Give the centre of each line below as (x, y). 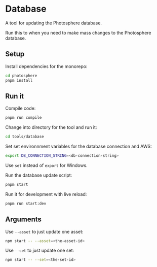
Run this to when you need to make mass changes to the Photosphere (78, 32)
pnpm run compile (24, 118)
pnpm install (19, 80)
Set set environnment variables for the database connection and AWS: (78, 146)
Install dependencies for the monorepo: (46, 66)
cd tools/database (25, 137)
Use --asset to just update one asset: (44, 231)
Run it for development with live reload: (46, 194)
